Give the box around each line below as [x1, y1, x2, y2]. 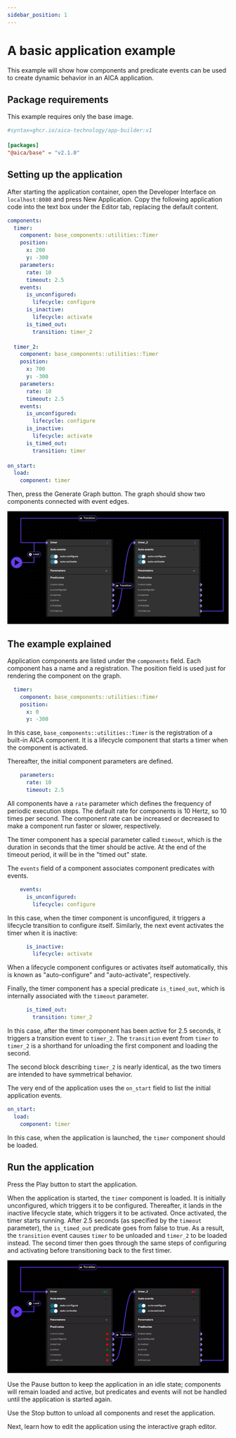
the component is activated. [7, 743, 88, 752]
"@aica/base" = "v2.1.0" [7, 149, 80, 156]
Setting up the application [7, 169, 123, 181]
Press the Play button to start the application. [7, 1180, 138, 1189]
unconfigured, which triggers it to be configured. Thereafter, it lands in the [7, 1201, 223, 1210]
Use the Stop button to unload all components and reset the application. [7, 1408, 216, 1417]
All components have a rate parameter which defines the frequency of [7, 799, 212, 807]
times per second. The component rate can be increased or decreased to [7, 814, 220, 822]
